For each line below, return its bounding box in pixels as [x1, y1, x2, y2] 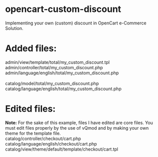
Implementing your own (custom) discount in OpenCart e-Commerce [5, 20, 147, 26]
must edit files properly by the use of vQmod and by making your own [5, 125, 149, 131]
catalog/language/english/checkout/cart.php [5, 141, 97, 147]
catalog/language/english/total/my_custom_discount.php [5, 86, 122, 92]
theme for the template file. [5, 130, 61, 136]
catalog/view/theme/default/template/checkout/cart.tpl [5, 146, 119, 152]
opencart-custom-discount [5, 3, 121, 15]
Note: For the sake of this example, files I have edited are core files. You [5, 120, 154, 126]
